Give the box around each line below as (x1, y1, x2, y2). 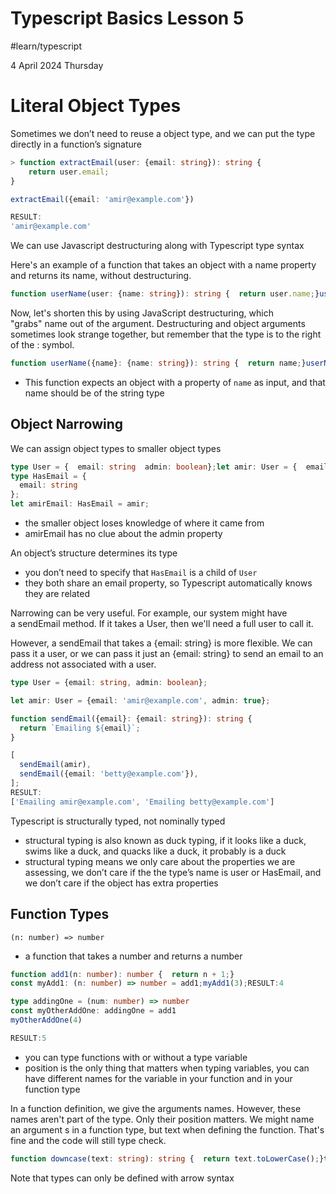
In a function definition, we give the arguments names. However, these (10, 1102, 302, 1114)
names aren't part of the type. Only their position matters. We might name (10, 1113, 315, 1125)
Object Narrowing (10, 416, 124, 433)
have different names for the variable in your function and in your (24, 1072, 293, 1084)
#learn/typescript (10, 40, 83, 52)
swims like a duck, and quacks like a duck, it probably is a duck (24, 845, 287, 857)
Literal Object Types (10, 95, 182, 117)
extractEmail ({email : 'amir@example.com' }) (10, 194, 195, 204)
